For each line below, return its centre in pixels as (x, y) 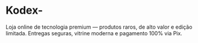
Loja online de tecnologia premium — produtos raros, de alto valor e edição (99, 27)
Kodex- (24, 10)
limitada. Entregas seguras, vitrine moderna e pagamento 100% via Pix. (94, 33)
